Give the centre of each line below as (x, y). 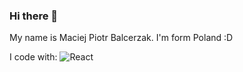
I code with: (33, 57)
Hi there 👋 (34, 16)
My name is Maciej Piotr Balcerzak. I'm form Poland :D (121, 38)
